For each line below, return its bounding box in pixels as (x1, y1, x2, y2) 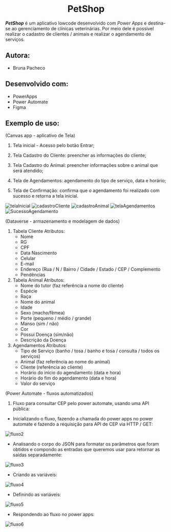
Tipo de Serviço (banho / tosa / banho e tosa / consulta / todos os (20, 348, 160, 354)
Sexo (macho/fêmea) (20, 310, 65, 316)
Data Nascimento (20, 250, 57, 256)
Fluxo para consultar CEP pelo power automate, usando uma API (12, 400, 149, 407)
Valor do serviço (20, 380, 55, 387)
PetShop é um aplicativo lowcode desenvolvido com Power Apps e (5, 20, 147, 26)
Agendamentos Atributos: (12, 343, 67, 349)
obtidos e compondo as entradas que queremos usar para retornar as (12, 446, 160, 453)
